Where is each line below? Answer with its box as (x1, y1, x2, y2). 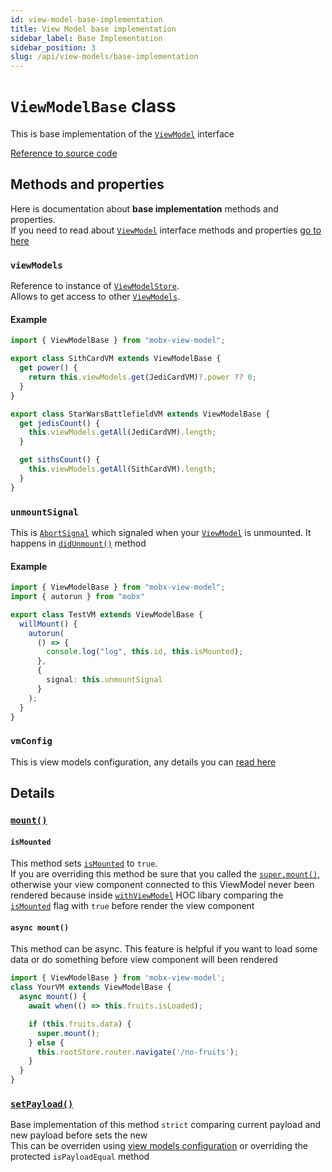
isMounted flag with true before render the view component (10, 900, 255, 912)
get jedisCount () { (19, 418, 101, 428)
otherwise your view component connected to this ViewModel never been (10, 879, 315, 891)
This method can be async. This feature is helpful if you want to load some (10, 943, 318, 955)
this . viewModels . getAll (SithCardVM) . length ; (28, 464, 217, 474)
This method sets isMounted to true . (10, 857, 158, 870)
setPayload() (10, 1098, 74, 1110)
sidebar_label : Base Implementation (10, 33, 163, 43)
